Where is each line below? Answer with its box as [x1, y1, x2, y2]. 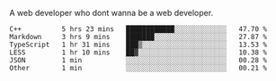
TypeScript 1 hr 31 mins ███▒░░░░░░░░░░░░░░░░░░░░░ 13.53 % [9, 40, 268, 49]
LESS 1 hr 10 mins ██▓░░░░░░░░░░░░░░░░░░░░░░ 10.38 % [9, 48, 268, 57]
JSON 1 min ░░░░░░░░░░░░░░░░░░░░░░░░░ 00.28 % [9, 56, 268, 65]
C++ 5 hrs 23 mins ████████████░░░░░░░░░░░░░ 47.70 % [9, 25, 268, 34]
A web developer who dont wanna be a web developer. [9, 8, 214, 18]
